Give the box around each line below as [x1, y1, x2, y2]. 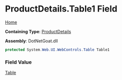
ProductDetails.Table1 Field [5, 3, 118, 14]
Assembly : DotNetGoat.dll [5, 38, 58, 44]
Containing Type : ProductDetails [5, 28, 71, 34]
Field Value [5, 59, 32, 66]
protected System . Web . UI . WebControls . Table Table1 [5, 47, 110, 52]
